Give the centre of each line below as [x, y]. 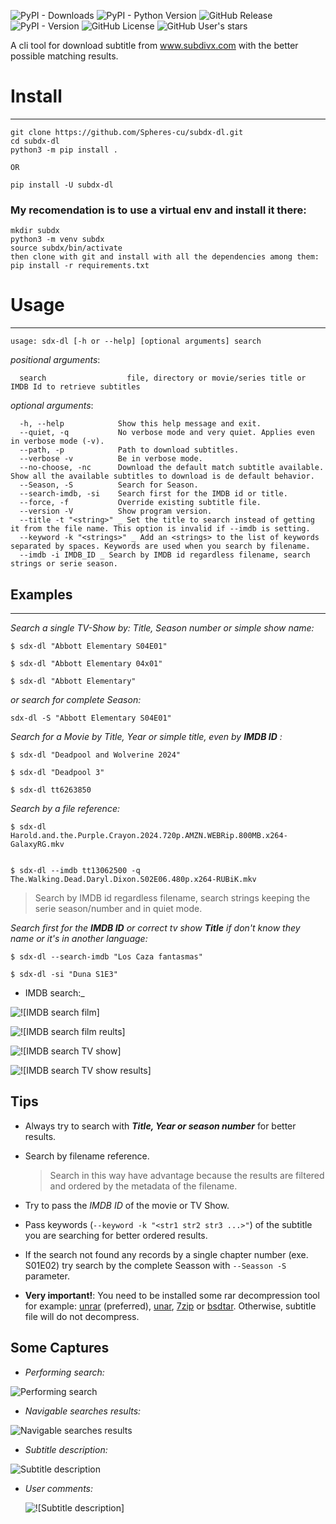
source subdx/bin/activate [66, 248]
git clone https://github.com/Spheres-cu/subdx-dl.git [127, 132]
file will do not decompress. [82, 1316]
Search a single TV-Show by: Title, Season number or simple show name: [162, 627]
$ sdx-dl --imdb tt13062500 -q [75, 870]
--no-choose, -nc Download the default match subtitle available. [172, 468]
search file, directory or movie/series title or [163, 378]
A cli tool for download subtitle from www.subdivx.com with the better [154, 45]
